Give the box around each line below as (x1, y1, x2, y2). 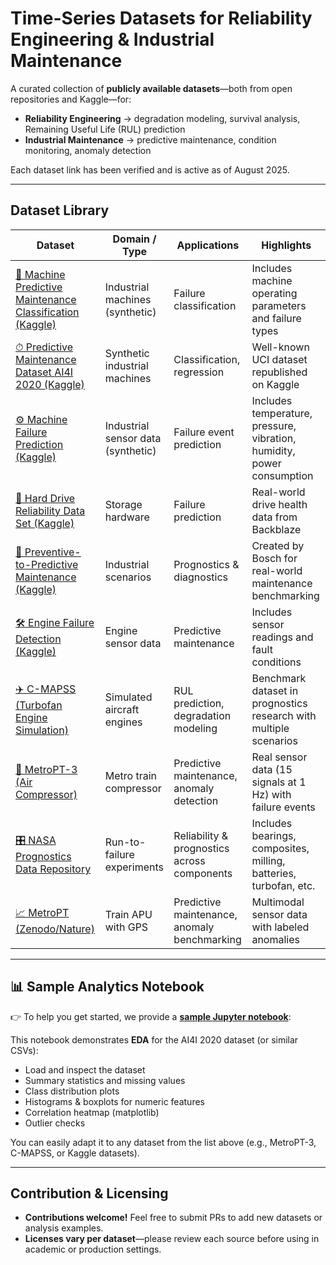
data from (251, 510, 298, 524)
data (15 (251, 762, 293, 776)
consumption (251, 468, 314, 482)
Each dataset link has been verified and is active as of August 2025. (10, 163, 290, 176)
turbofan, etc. (251, 878, 316, 892)
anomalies (251, 932, 300, 946)
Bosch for (251, 551, 298, 565)
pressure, (251, 418, 297, 432)
